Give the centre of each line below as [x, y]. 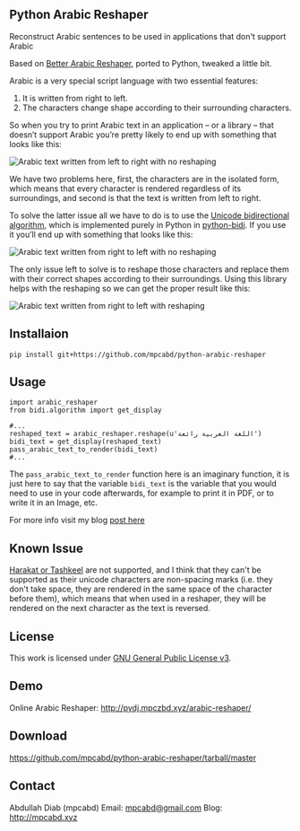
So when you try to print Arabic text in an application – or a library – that [142, 125]
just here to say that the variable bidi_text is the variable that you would [143, 484]
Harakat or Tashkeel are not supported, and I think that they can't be [135, 570]
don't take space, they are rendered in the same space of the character [141, 589]
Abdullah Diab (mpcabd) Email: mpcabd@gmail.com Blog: [116, 808]
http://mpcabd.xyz [43, 817]
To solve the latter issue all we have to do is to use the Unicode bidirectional [149, 215]
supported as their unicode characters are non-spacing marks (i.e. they [141, 580]
